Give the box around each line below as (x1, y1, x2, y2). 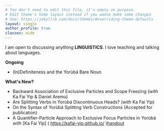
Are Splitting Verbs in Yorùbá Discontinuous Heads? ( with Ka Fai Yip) (12, 99, 155, 105)
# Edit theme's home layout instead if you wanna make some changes (5, 12, 151, 17)
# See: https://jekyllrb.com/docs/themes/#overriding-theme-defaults (5, 16, 154, 21)
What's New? (5, 78, 34, 84)
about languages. (5, 49, 42, 55)
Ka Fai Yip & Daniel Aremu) (12, 93, 68, 99)
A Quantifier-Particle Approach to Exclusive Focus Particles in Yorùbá (12, 115, 156, 120)
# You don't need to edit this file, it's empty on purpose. (5, 7, 136, 12)
